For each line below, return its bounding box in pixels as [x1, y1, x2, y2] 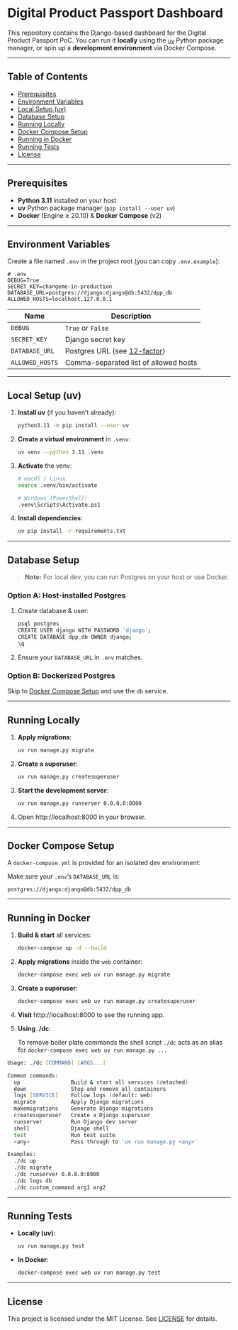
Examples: [7, 1151, 37, 1158]
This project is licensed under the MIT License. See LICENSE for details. [7, 1314, 217, 1323]
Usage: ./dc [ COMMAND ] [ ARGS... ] [7, 1059, 106, 1066]
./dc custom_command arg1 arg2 [13, 1184, 106, 1191]
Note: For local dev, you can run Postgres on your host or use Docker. [24, 573, 229, 581]
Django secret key [64, 335, 125, 345]
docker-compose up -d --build [17, 945, 108, 952]
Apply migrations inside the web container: [17, 957, 143, 966]
